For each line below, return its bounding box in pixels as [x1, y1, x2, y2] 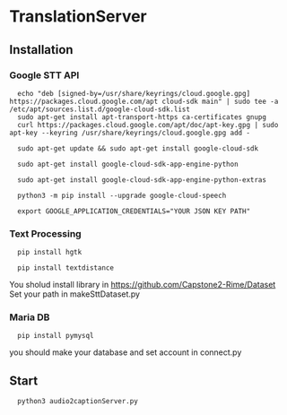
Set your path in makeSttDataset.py [9, 289, 141, 299]
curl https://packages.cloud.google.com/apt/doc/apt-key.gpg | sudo [17, 120, 279, 129]
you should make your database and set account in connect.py [9, 347, 242, 358]
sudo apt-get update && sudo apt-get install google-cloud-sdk [17, 143, 258, 153]
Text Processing [9, 227, 83, 239]
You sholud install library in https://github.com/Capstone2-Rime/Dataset [9, 280, 276, 290]
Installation [9, 42, 74, 57]
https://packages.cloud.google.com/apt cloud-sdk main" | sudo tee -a [9, 97, 279, 106]
